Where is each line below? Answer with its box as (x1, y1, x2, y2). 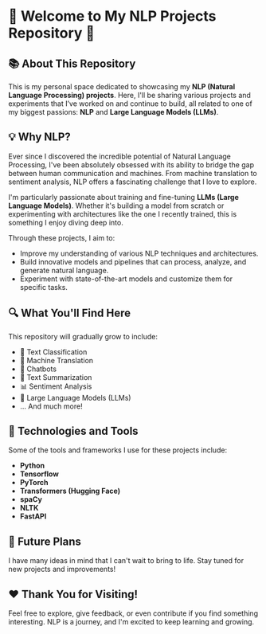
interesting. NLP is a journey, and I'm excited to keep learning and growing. (8, 617, 255, 627)
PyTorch (19, 478, 49, 487)
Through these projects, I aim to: (8, 233, 115, 242)
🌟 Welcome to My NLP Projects (8, 7, 217, 25)
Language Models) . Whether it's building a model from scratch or (8, 201, 225, 210)
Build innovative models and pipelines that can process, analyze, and (19, 256, 247, 266)
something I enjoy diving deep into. (8, 217, 123, 227)
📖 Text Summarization (19, 372, 92, 382)
